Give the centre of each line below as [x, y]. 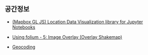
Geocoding [24, 47]
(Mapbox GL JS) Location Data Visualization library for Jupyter [78, 21]
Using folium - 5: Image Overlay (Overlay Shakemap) [67, 37]
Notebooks [24, 27]
